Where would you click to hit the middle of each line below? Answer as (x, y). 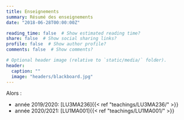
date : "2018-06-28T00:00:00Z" (43, 22)
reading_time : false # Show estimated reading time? (73, 33)
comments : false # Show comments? (50, 50)
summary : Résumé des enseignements (50, 17)
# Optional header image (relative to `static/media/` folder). (86, 60)
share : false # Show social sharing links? (61, 39)
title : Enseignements (33, 11)
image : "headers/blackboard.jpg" (52, 76)
